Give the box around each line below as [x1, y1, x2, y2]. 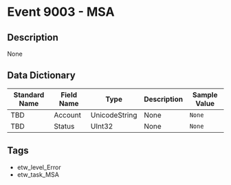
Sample [192, 90, 218, 100]
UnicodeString [90, 110, 137, 120]
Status [54, 121, 75, 131]
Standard [13, 90, 45, 100]
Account [54, 110, 81, 120]
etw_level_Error [16, 163, 61, 171]
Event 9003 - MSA [7, 4, 115, 20]
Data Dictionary [7, 69, 76, 81]
